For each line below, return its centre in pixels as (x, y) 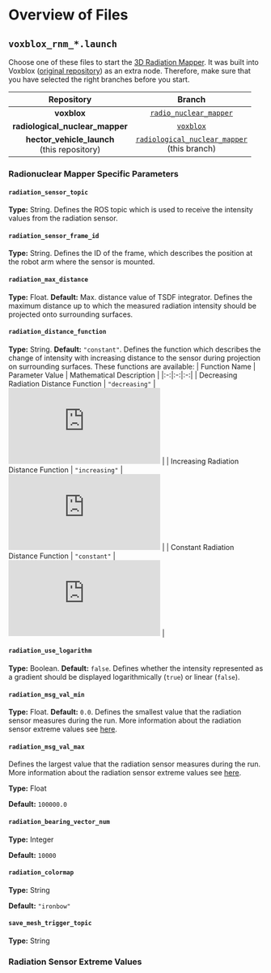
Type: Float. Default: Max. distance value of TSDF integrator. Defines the (131, 297)
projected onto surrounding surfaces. (71, 314)
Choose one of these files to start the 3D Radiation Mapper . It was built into (133, 62)
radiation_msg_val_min (47, 694)
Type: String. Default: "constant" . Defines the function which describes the (135, 349)
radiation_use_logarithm (50, 651)
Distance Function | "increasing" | (66, 469)
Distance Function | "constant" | (62, 556)
